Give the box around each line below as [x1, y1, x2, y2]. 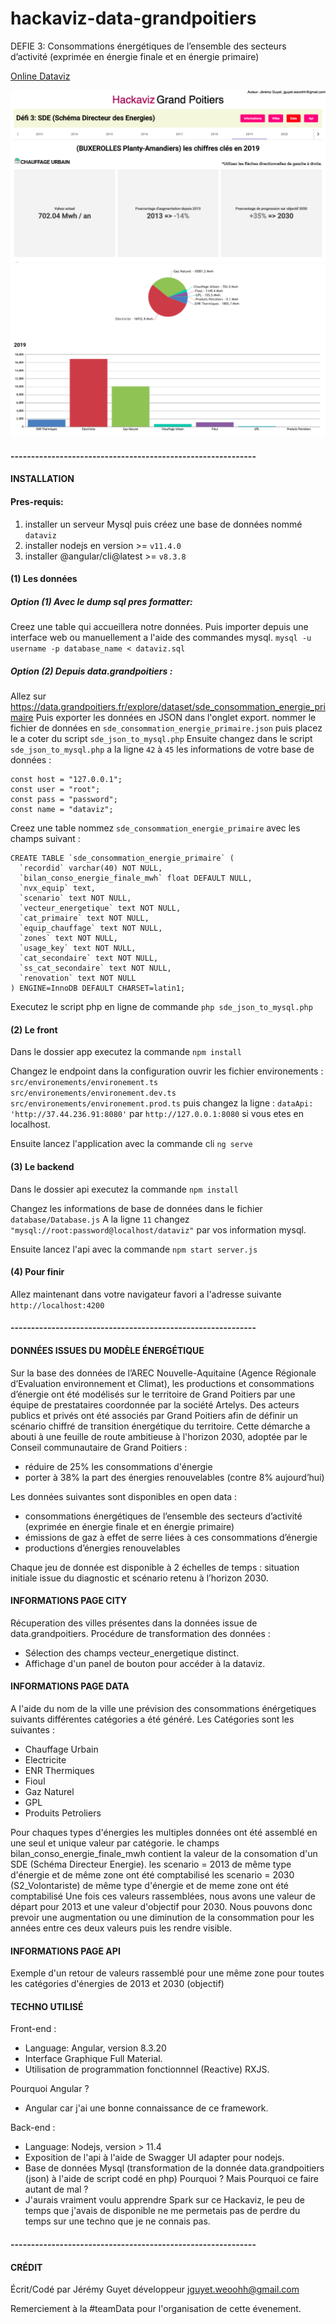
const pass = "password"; [10, 795, 118, 805]
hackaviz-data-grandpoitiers [10, 7, 257, 30]
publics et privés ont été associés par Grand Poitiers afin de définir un [10, 1409, 299, 1421]
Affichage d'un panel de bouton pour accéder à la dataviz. [24, 1657, 266, 1669]
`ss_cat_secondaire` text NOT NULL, [19, 963, 172, 974]
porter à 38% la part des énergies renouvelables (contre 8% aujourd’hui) [24, 1471, 325, 1483]
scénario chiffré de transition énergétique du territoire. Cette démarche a [10, 1420, 311, 1432]
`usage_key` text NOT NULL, [19, 943, 137, 954]
